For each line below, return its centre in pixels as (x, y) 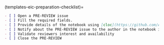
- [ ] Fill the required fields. (39, 20)
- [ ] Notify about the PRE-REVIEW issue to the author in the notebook (80, 29)
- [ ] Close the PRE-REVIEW (33, 38)
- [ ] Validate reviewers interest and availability (59, 34)
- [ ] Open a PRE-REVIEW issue (36, 16)
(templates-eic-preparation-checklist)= (44, 7)
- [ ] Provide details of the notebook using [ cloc (58, 25)
